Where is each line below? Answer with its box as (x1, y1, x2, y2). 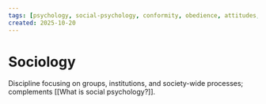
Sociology (8, 53, 77, 71)
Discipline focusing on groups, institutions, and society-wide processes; (8, 79, 244, 88)
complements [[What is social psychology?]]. (8, 87, 156, 97)
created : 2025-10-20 (8, 19, 77, 27)
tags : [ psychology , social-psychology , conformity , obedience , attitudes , (8, 11, 260, 20)
